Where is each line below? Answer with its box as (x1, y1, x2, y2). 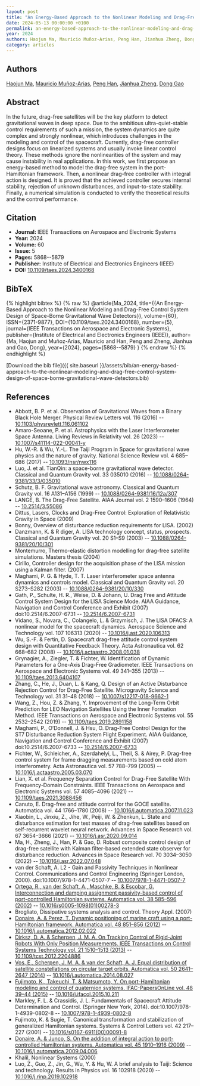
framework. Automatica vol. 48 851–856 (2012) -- (45, 921, 167, 928)
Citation (6, 212, 37, 222)
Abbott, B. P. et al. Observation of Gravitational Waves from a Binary (14, 407, 182, 414)
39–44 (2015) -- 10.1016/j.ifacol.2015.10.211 (14, 991, 119, 998)
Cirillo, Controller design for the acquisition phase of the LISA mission (14, 559, 186, 567)
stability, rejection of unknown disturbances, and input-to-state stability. (6, 182, 183, 190)
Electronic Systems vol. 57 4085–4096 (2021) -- (14, 788, 133, 795)
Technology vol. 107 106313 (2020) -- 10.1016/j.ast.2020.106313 (14, 629, 170, 636)
